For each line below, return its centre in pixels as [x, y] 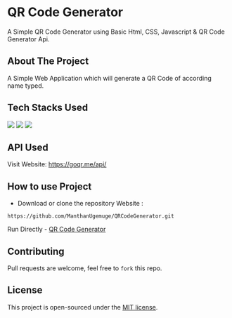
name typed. [26, 86]
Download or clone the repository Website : [80, 204]
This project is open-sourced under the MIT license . [83, 307]
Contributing [36, 251]
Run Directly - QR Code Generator [57, 230]
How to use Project [50, 186]
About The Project [48, 61]
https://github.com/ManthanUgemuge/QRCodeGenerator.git [91, 216]
